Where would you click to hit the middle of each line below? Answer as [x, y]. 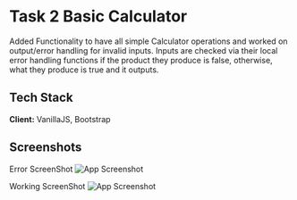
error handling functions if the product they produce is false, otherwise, [141, 60]
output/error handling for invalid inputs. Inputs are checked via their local [144, 50]
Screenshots [46, 148]
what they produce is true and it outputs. [84, 70]
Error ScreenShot [41, 169]
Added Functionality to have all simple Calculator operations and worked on [148, 41]
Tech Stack [41, 98]
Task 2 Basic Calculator [98, 17]
